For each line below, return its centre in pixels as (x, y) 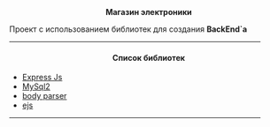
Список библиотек (149, 57)
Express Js (42, 78)
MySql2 (36, 86)
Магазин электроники (149, 12)
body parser (44, 96)
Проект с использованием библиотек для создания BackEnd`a (128, 29)
